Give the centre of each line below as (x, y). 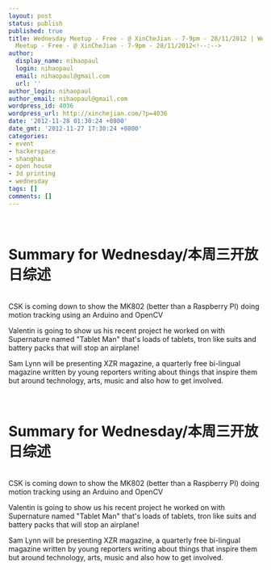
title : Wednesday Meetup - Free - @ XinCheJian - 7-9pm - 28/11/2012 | (131, 38)
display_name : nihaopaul (57, 61)
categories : (28, 136)
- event (21, 144)
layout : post (30, 16)
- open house (30, 167)
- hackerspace (32, 151)
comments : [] (30, 196)
